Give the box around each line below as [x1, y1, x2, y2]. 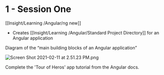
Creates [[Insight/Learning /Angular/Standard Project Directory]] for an [12, 29, 159, 35]
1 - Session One [5, 3, 71, 15]
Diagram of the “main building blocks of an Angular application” [5, 44, 137, 50]
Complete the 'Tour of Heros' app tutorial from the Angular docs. [5, 64, 139, 70]
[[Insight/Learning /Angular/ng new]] [5, 20, 81, 26]
